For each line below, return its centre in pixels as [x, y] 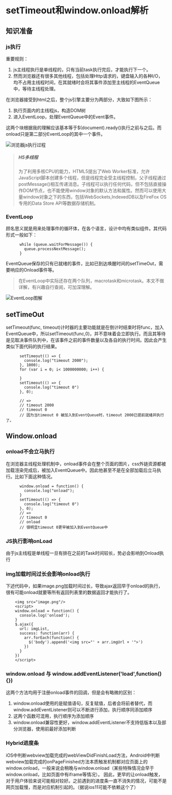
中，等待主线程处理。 [35, 89]
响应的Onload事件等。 [33, 270]
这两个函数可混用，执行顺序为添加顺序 [53, 716]
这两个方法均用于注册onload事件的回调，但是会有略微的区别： [71, 692]
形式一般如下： [21, 235]
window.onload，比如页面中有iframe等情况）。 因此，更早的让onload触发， [84, 774]
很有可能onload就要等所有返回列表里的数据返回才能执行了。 [69, 592]
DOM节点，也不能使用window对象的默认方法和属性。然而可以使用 [92, 190]
